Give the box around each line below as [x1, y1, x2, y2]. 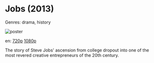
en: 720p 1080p [5, 38, 36, 44]
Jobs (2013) [5, 3, 54, 14]
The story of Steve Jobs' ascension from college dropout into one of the [5, 47, 149, 53]
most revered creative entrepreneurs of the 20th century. [5, 52, 120, 58]
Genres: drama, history [5, 19, 51, 25]
